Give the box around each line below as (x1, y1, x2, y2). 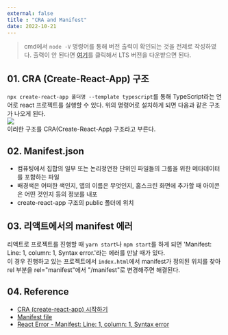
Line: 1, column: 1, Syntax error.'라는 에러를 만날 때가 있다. (7, 248, 166, 257)
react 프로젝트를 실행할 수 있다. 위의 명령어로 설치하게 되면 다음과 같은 (19, 101, 207, 110)
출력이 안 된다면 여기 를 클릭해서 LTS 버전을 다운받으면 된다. (33, 51, 192, 59)
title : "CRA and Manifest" (7, 16, 88, 23)
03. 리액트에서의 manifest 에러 (7, 221, 134, 232)
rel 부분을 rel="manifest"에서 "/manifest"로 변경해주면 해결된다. (7, 265, 180, 274)
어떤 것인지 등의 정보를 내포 (24, 190, 98, 198)
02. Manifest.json (7, 145, 84, 157)
